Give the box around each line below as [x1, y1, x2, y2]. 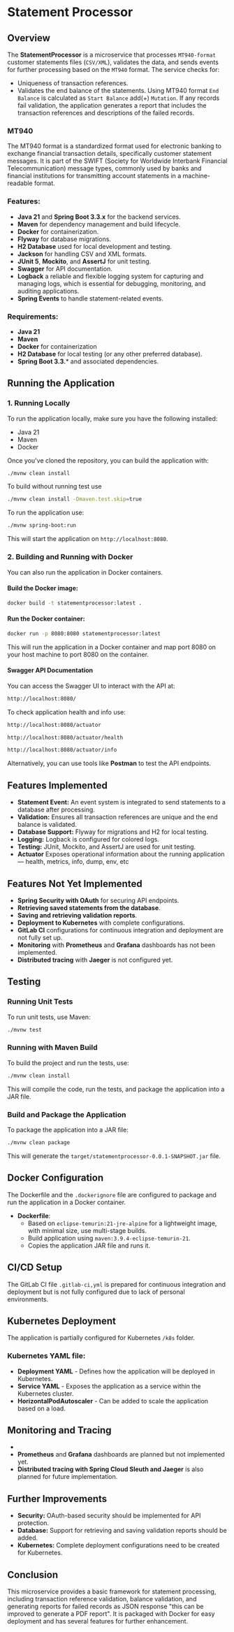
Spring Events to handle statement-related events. [17, 294, 164, 303]
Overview [7, 32, 51, 44]
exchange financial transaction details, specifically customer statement [7, 150, 212, 158]
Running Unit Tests [7, 997, 73, 1006]
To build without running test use [7, 482, 102, 491]
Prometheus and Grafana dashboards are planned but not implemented [17, 1450, 225, 1459]
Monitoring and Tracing [7, 1424, 112, 1436]
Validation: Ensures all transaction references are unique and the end [17, 813, 218, 821]
